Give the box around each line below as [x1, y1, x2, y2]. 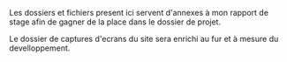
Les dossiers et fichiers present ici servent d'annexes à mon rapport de [9, 8, 269, 17]
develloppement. [9, 43, 71, 53]
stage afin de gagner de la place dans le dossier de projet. [9, 17, 222, 27]
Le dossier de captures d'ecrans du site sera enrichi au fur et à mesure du [9, 34, 279, 44]
